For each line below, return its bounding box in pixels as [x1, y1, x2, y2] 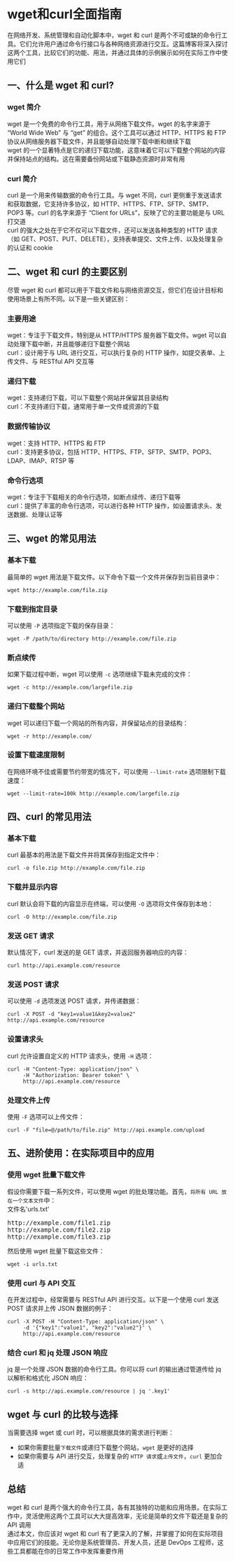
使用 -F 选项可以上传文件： [7, 1112, 85, 1120]
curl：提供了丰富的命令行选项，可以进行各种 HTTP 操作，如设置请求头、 [7, 501, 216, 509]
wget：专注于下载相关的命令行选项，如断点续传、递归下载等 [7, 493, 181, 501]
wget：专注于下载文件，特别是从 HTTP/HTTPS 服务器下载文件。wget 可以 [7, 331, 221, 339]
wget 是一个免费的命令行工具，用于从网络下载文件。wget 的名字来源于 [7, 120, 211, 128]
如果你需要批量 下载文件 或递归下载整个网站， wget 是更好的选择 [17, 1443, 194, 1452]
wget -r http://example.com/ [7, 733, 92, 740]
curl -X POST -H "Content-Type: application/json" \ [7, 1318, 164, 1325]
